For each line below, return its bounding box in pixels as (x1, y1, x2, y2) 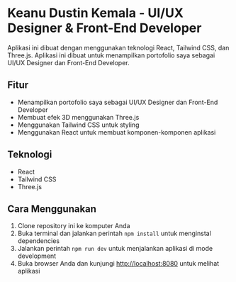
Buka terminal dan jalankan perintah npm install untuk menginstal (17, 229, 211, 238)
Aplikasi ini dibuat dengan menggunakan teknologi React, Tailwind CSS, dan (7, 43, 230, 52)
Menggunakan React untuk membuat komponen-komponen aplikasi (17, 128, 216, 136)
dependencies (17, 237, 60, 245)
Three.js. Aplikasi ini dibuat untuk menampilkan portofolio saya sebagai (7, 51, 215, 60)
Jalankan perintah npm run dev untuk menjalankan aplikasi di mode (17, 244, 213, 253)
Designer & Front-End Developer (7, 20, 202, 36)
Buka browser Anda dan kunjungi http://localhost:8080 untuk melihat (17, 259, 220, 268)
